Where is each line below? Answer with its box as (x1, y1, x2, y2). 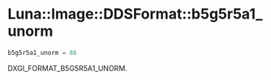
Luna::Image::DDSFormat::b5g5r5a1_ (7, 5, 263, 23)
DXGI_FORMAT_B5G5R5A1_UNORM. (7, 63, 127, 73)
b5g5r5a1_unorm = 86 (7, 48, 78, 57)
